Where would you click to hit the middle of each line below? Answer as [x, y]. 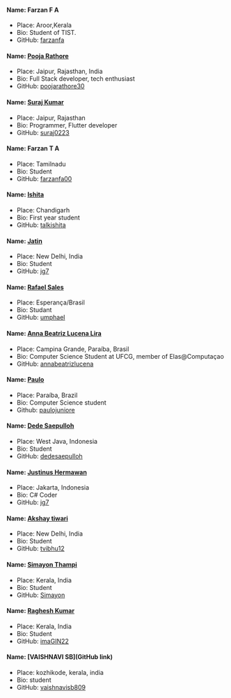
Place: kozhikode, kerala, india [60, 673]
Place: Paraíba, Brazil [47, 395]
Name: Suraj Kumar [35, 102]
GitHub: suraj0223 [43, 132]
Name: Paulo [25, 380]
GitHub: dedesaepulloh [49, 456]
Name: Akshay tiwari [38, 518]
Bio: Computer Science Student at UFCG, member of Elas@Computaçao [120, 356]
